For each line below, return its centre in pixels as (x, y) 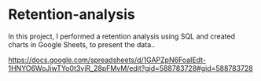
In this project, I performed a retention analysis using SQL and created (122, 36)
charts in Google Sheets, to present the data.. (82, 44)
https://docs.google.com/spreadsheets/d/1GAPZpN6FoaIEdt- (107, 60)
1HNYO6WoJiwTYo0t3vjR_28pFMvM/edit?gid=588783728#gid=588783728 (131, 68)
